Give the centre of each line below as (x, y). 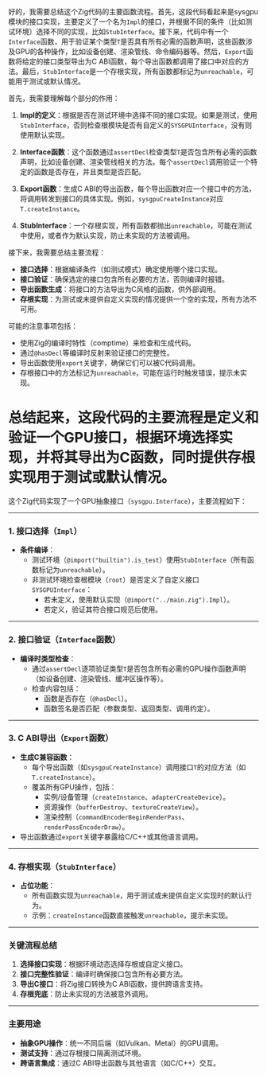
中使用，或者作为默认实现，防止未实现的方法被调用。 (107, 236)
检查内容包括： (56, 688)
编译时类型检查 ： (48, 658)
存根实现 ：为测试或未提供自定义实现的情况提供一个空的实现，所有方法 (135, 299)
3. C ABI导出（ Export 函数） (61, 738)
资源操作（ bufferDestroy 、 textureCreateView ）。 (123, 807)
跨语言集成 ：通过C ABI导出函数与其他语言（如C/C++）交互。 (120, 1063)
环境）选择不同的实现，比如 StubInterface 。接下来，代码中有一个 (122, 31)
